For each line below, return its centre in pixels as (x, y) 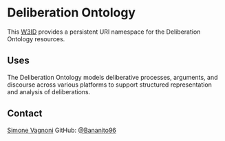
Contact (25, 114)
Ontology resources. (36, 39)
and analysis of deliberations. (49, 91)
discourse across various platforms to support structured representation (109, 85)
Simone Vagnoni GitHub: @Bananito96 (62, 130)
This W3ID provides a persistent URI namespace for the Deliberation (104, 32)
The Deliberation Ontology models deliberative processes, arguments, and (112, 77)
